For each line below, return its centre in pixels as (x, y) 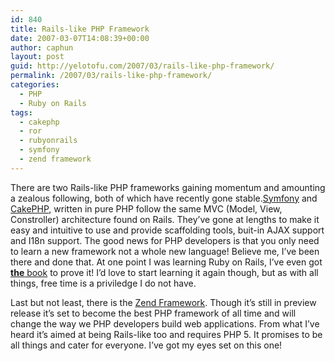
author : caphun (42, 47)
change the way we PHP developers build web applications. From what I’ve (165, 323)
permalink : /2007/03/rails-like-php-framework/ (111, 76)
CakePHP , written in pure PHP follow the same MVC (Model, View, (146, 208)
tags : (21, 112)
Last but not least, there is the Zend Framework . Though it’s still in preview (163, 302)
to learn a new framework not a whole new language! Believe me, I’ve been (165, 251)
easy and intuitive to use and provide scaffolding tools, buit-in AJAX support (167, 230)
